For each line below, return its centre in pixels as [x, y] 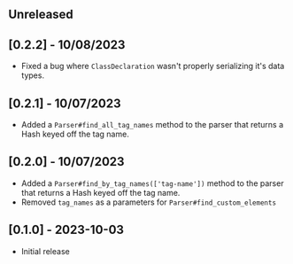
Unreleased [41, 15]
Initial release [45, 251]
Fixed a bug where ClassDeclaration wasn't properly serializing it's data [153, 66]
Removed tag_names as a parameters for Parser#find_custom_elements [148, 202]
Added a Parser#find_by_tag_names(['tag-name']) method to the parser [152, 183]
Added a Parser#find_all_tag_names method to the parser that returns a [152, 125]
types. [33, 75]
